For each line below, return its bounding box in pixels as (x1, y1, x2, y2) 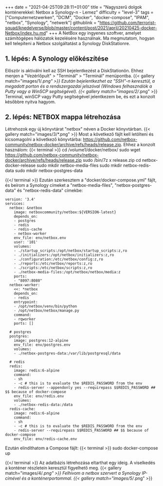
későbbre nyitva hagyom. (5, 99, 56, 105)
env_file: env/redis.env (14, 394, 64, 398)
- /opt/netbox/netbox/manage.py (14, 308, 79, 313)
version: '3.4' (5, 197, 36, 202)
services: (5, 201, 25, 206)
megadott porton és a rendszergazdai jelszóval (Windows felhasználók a (5, 83, 152, 89)
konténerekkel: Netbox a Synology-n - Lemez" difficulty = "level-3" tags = (5, 9, 154, 15)
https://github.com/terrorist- (99, 20, 157, 25)
